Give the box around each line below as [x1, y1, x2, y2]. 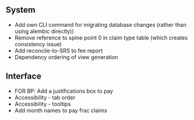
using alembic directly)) [14, 27, 74, 35]
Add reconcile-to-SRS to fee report [14, 47, 103, 54]
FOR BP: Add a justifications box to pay [14, 87, 113, 94]
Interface [5, 71, 41, 82]
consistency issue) [14, 40, 62, 48]
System [5, 5, 36, 15]
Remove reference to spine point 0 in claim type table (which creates [14, 34, 189, 41]
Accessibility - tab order [14, 94, 76, 101]
